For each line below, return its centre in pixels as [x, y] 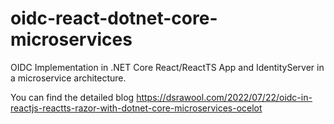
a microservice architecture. [68, 78]
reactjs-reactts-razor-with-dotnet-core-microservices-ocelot [136, 108]
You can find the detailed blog [72, 97]
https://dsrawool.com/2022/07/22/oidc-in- [224, 97]
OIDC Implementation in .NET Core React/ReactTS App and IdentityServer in [167, 67]
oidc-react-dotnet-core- [114, 18]
